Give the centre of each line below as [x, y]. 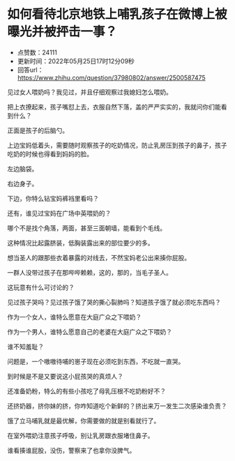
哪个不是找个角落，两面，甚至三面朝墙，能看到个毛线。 [86, 228]
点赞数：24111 [37, 52]
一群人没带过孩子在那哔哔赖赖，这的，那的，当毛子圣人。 [90, 272]
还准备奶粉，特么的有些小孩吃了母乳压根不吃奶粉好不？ [86, 391]
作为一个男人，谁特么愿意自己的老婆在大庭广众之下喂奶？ [90, 331]
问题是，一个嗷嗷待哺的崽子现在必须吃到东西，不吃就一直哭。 [96, 361]
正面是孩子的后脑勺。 [38, 130]
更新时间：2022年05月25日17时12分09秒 [76, 61]
